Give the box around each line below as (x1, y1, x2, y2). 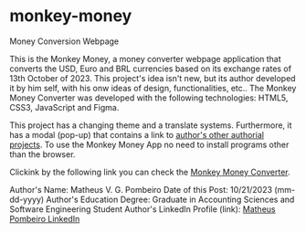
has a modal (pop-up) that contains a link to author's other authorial (9, 129, 265, 140)
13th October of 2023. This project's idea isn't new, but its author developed (9, 72, 296, 83)
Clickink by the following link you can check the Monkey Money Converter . (9, 166, 290, 177)
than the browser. (9, 148, 76, 160)
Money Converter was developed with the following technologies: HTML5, (9, 92, 289, 103)
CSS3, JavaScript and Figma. (9, 101, 120, 112)
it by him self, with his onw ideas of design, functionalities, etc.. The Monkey (9, 82, 297, 93)
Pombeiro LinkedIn (9, 213, 80, 224)
